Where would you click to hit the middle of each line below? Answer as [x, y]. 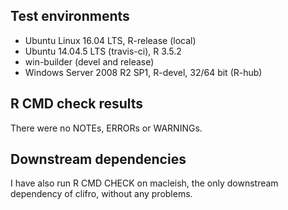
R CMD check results [77, 104]
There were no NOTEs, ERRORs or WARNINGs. [106, 128]
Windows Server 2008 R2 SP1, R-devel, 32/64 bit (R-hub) [143, 72]
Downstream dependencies [98, 159]
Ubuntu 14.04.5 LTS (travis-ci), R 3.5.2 [103, 51]
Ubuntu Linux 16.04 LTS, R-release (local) [110, 40]
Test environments [70, 16]
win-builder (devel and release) [89, 61]
